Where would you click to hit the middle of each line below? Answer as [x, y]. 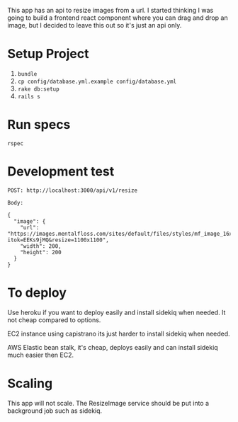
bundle [27, 74]
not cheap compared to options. [54, 320]
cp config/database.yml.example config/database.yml [97, 81]
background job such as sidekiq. [55, 411]
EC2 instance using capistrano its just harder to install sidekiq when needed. [119, 333]
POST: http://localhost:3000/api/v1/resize [73, 190]
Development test [61, 172]
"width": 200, [41, 246]
